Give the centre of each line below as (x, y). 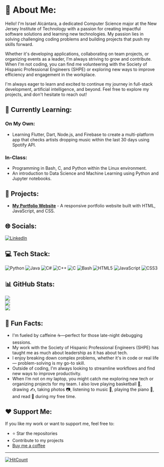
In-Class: (16, 157)
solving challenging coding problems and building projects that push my (78, 39)
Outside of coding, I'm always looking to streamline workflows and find (83, 368)
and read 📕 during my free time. (44, 396)
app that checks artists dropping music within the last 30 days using (81, 139)
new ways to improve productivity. (47, 373)
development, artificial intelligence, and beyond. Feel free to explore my (77, 89)
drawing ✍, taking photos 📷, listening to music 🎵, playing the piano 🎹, (83, 389)
